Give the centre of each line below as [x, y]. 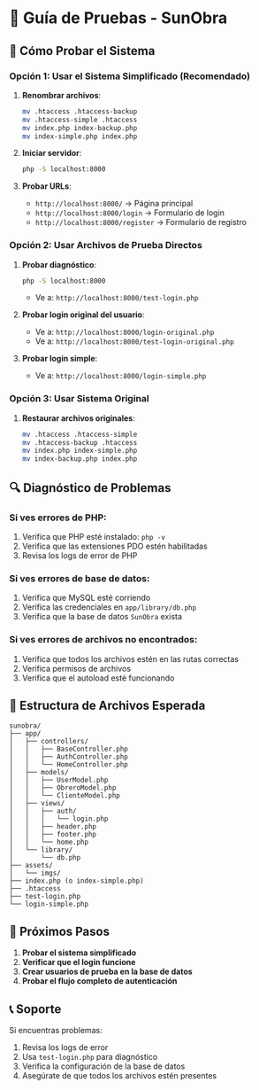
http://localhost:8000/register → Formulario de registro [141, 222]
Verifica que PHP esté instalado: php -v [94, 536]
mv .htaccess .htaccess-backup [80, 111]
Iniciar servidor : [52, 153]
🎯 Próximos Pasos [60, 931]
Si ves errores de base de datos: [80, 578]
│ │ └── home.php [49, 842]
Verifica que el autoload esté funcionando [98, 678]
